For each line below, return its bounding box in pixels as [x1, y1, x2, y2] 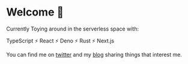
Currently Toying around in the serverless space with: [6, 25, 139, 32]
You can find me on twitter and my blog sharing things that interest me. [6, 51, 182, 58]
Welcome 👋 [6, 5, 64, 19]
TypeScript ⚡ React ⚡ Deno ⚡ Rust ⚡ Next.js [6, 37, 115, 44]
